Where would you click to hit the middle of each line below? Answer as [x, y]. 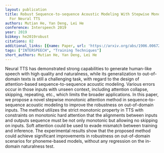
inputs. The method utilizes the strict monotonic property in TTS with [74, 110]
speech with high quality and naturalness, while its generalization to [73, 74]
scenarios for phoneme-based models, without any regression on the [75, 141]
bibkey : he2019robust [27, 37]
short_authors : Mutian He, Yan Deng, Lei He [51, 55]
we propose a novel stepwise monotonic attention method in [66, 100]
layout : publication [26, 10]
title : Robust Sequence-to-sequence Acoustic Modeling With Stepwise [77, 14]
